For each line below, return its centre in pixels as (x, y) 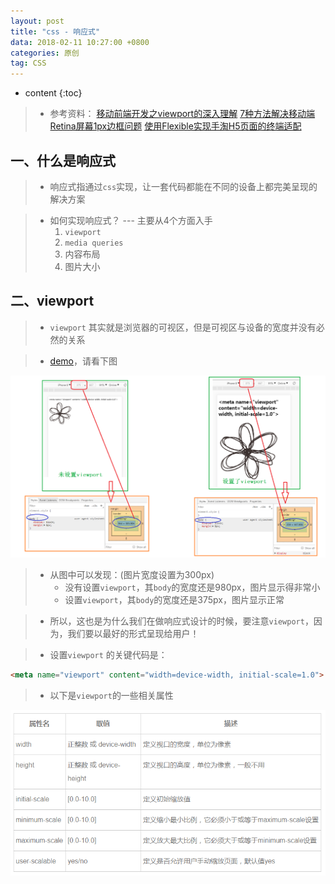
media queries (94, 243)
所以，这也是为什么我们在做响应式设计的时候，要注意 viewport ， (181, 621)
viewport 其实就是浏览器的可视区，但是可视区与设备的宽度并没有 (183, 327)
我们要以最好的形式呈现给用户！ (133, 633)
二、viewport (52, 301)
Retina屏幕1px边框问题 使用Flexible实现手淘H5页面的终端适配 (175, 126)
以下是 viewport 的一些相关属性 (111, 695)
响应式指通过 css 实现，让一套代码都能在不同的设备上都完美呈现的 (183, 186)
